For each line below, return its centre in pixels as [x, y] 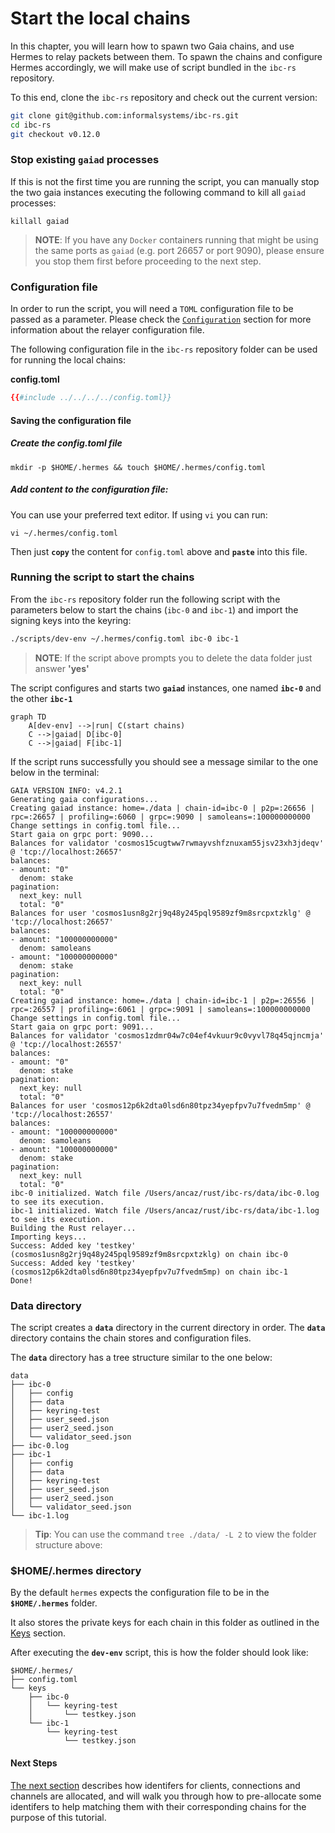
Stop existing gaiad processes [85, 160]
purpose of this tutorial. [58, 1817]
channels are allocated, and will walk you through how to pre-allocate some [166, 1796]
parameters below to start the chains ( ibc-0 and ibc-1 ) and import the [154, 609]
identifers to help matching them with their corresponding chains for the [158, 1806]
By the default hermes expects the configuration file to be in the [140, 1593]
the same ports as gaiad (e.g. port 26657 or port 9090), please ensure [179, 250]
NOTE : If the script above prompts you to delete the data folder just [173, 658]
